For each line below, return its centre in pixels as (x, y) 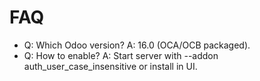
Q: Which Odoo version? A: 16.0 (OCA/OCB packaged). (137, 45)
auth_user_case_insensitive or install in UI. (110, 66)
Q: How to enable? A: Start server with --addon (121, 55)
